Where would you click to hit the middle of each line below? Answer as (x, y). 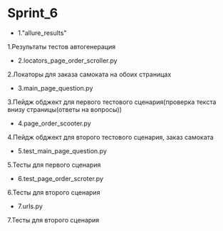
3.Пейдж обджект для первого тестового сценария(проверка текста (112, 102)
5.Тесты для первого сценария (54, 165)
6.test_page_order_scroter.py (61, 178)
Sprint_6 (33, 13)
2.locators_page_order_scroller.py (67, 60)
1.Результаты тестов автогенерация (62, 46)
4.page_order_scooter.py (54, 123)
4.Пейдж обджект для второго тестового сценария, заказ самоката (110, 137)
